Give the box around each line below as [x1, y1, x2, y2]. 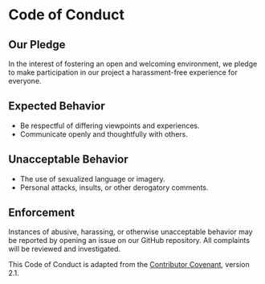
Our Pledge [8, 38, 66, 51]
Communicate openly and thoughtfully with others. [19, 129, 189, 138]
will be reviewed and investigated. [8, 244, 121, 254]
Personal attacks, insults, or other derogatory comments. [19, 183, 209, 192]
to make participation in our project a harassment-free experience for [8, 68, 238, 77]
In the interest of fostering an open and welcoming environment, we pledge [8, 59, 258, 68]
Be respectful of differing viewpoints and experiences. [19, 121, 200, 130]
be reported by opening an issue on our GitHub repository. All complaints [8, 236, 251, 245]
